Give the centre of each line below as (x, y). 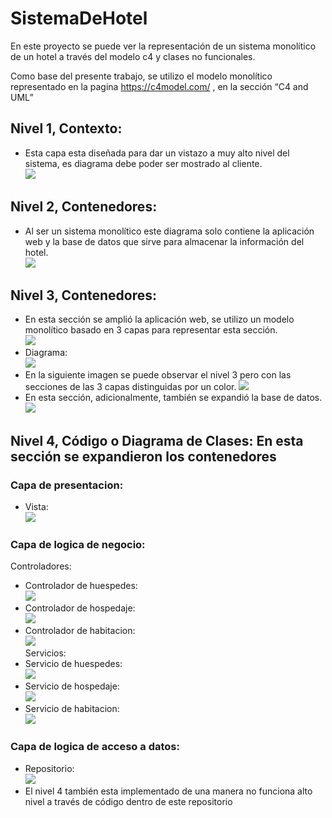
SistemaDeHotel (79, 18)
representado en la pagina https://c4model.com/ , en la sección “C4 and (159, 86)
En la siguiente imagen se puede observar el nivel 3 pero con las (158, 375)
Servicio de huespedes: (73, 664)
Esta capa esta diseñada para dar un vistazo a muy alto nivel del (157, 153)
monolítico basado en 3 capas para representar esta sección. (151, 330)
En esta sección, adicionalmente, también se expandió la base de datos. (173, 398)
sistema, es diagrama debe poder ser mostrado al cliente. (143, 163)
